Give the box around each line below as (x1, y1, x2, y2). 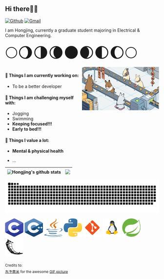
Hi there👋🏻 (5, 5, 38, 13)
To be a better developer (12, 83, 62, 89)
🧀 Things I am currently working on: (5, 73, 79, 79)
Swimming (12, 116, 34, 122)
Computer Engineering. (5, 32, 52, 38)
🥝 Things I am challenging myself (5, 95, 74, 100)
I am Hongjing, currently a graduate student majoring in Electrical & (5, 27, 140, 33)
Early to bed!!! (12, 126, 42, 132)
